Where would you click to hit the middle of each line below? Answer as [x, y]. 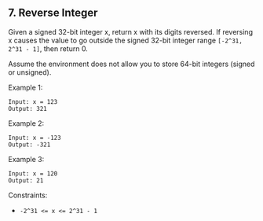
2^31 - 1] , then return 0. [48, 48]
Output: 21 [26, 180]
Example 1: [26, 87]
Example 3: [26, 159]
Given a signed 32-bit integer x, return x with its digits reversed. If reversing [131, 31]
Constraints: [28, 195]
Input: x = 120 [33, 173]
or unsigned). [30, 72]
